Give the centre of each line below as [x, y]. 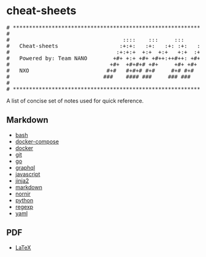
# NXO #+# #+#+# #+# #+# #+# [100, 70]
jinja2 [22, 180]
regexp [24, 207]
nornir [23, 194]
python [24, 200]
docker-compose [37, 141]
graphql [25, 167]
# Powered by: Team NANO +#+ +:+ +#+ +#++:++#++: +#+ [103, 58]
